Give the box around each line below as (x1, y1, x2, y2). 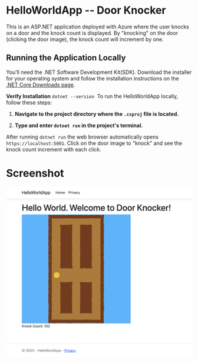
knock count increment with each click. (6, 146, 102, 153)
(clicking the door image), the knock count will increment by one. (6, 35, 164, 43)
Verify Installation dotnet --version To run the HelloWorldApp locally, (6, 92, 179, 99)
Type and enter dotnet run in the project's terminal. (14, 122, 143, 129)
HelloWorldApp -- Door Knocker (6, 4, 166, 17)
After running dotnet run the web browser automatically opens (6, 133, 159, 140)
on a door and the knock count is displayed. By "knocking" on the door (6, 29, 179, 36)
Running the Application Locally (6, 53, 126, 63)
